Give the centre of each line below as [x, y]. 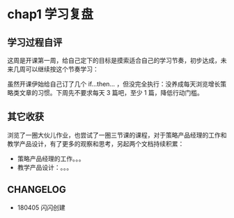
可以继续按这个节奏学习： [62, 69]
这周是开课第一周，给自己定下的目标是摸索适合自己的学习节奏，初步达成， [114, 60]
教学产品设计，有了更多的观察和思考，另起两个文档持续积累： [96, 143]
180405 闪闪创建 [41, 208]
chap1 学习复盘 [50, 14]
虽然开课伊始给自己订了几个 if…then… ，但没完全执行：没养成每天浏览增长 [114, 84]
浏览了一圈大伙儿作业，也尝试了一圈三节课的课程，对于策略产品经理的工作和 [117, 135]
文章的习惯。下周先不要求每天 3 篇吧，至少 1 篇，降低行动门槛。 [111, 93]
